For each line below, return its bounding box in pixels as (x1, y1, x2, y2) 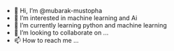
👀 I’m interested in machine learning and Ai (13, 14, 138, 22)
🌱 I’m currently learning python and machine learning (13, 21, 168, 29)
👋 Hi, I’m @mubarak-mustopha (13, 7, 103, 14)
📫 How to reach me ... (13, 37, 79, 44)
